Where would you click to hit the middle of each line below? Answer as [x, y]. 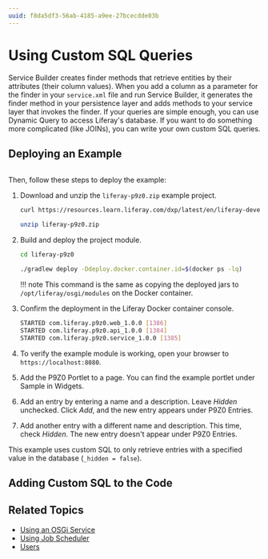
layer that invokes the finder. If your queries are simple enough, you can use [134, 111]
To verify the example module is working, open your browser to [124, 353]
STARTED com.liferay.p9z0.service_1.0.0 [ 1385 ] [100, 338]
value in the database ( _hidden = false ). [75, 458]
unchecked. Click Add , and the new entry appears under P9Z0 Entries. [136, 410]
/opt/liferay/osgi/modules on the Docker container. [106, 292]
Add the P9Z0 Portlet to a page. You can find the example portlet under [137, 377]
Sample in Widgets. [52, 386]
